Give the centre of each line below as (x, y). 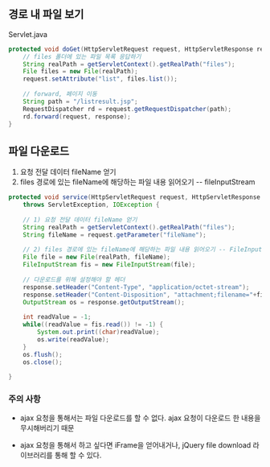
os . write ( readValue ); (74, 339)
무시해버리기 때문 (47, 428)
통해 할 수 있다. (78, 455)
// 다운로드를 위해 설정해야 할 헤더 (74, 279)
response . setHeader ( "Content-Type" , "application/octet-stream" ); (136, 287)
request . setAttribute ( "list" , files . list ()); (100, 79)
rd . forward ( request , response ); (77, 116)
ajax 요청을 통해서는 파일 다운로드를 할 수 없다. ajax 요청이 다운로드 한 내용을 (140, 418)
